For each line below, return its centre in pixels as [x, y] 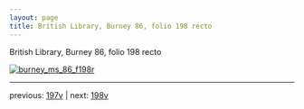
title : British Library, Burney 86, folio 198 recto [111, 26]
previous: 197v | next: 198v [59, 95]
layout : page [34, 18]
